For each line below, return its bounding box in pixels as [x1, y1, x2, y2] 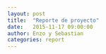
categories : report [7, 36, 65, 43]
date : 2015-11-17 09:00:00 [7, 23, 93, 30]
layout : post [7, 10, 46, 18]
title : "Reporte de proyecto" [7, 17, 100, 24]
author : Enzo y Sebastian [7, 29, 83, 37]
